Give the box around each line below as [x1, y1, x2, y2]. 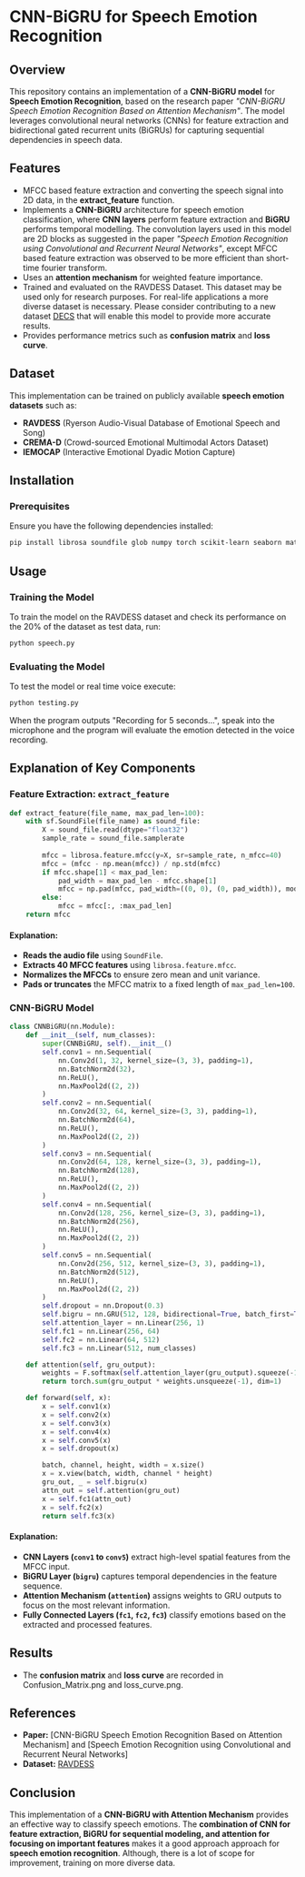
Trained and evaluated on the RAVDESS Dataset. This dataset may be [22, 281, 282, 292]
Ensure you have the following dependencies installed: [9, 520, 213, 531]
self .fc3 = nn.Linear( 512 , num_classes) [42, 1344, 197, 1353]
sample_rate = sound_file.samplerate [42, 834, 184, 843]
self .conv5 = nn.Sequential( [42, 1251, 152, 1260]
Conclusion [9, 1785, 76, 1801]
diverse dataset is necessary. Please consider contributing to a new [22, 300, 277, 311]
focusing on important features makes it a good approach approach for [9, 1838, 280, 1849]
